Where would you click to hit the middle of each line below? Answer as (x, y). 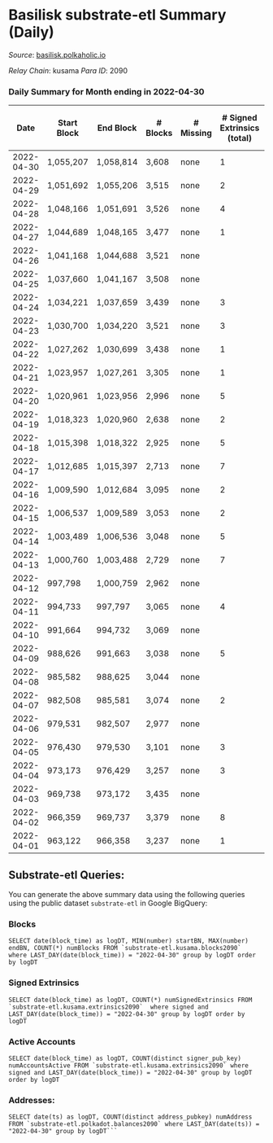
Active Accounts (42, 1041)
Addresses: (32, 1100)
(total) (239, 138)
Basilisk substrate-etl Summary (117, 15)
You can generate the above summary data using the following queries (127, 895)
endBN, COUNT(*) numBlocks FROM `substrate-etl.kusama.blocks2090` (125, 948)
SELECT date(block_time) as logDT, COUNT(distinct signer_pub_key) (125, 1058)
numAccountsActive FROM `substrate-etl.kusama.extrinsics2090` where (129, 1065)
